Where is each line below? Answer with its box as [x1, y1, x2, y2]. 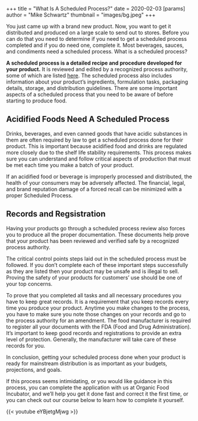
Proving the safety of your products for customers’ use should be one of [6, 274, 183, 281]
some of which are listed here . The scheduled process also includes [6, 72, 173, 79]
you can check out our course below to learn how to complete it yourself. [6, 396, 184, 403]
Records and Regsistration [6, 209, 106, 219]
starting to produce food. [6, 97, 67, 104]
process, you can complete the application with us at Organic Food [6, 384, 170, 391]
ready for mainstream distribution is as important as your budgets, [6, 359, 167, 367]
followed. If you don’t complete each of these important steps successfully [6, 261, 189, 268]
